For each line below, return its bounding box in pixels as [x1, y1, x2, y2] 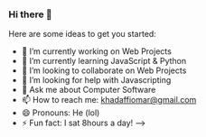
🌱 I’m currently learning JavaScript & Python [21, 56, 187, 67]
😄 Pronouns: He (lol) [21, 107, 100, 118]
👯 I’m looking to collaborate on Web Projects [21, 65, 187, 76]
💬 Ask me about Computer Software [21, 85, 156, 96]
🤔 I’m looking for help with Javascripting [21, 75, 172, 86]
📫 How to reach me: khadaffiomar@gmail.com [21, 95, 197, 105]
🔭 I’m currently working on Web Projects [21, 46, 173, 57]
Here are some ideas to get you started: [8, 29, 157, 40]
